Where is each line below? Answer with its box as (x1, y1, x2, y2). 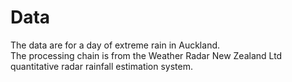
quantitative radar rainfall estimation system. (10, 60, 194, 72)
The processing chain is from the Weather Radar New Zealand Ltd (10, 49, 283, 61)
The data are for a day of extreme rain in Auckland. (10, 39, 221, 51)
